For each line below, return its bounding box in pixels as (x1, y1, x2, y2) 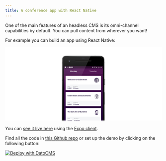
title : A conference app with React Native (5, 8, 97, 13)
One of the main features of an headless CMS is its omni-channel (5, 22, 139, 28)
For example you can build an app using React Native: (5, 37, 116, 43)
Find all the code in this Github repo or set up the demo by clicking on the (5, 135, 156, 141)
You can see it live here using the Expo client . (5, 126, 98, 132)
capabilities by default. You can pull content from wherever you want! (5, 27, 148, 33)
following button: (5, 141, 40, 147)
